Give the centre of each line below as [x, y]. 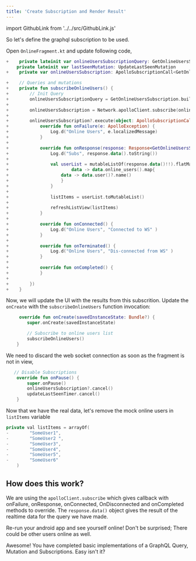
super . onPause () [47, 383]
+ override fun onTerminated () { [61, 246]
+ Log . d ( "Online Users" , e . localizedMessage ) [82, 132]
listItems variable [28, 417]
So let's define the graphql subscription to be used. [68, 39]
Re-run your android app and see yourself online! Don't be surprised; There [97, 528]
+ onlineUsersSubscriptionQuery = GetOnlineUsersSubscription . [94, 99]
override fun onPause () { [48, 378]
